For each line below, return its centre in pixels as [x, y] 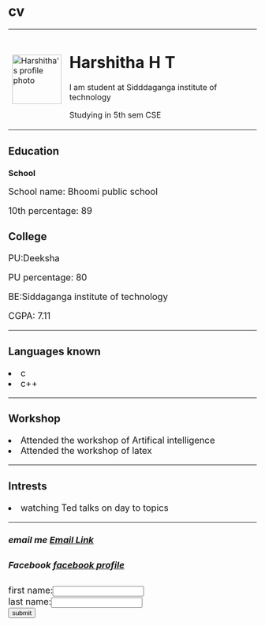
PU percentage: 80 [48, 277]
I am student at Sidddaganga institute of [144, 88]
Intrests [28, 486]
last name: [30, 602]
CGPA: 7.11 [30, 316]
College [28, 236]
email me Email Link [51, 540]
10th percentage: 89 [50, 210]
